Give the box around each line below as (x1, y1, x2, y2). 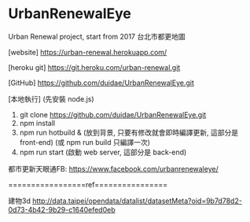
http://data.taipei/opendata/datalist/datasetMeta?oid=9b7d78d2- (32, 196, 242, 205)
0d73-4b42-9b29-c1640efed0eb (8, 205, 116, 214)
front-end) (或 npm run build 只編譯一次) (19, 137, 151, 146)
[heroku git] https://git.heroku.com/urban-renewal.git (8, 62, 181, 72)
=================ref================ (8, 179, 168, 189)
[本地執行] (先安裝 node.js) (8, 94, 94, 103)
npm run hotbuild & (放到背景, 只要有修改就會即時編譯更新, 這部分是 (19, 128, 238, 137)
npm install (19, 118, 56, 128)
